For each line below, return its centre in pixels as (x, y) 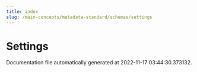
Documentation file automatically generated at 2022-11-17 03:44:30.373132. (99, 63)
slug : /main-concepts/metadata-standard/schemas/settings (79, 17)
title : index (22, 12)
